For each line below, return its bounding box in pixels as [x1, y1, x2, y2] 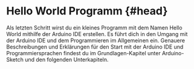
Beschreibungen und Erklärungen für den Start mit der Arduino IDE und [6, 43, 184, 50]
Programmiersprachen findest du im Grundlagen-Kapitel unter [6, 49, 161, 56]
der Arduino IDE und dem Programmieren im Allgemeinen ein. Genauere [6, 37, 186, 44]
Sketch [6, 56, 24, 63]
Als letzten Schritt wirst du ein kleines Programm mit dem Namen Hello [6, 24, 183, 31]
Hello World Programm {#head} [6, 4, 168, 18]
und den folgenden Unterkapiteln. [25, 56, 109, 63]
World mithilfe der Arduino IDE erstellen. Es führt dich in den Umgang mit [6, 30, 188, 37]
